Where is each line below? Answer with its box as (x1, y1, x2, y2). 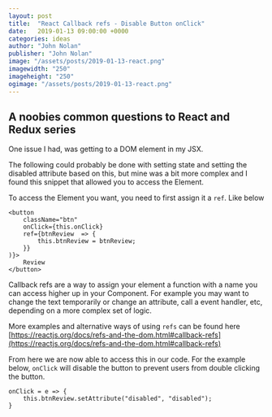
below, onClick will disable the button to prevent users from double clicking (8, 363, 261, 373)
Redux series (8, 123, 76, 137)
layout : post (8, 11, 53, 20)
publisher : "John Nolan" (8, 50, 93, 58)
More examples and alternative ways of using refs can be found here (8, 322, 241, 332)
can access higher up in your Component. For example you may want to (8, 289, 249, 298)
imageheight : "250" (8, 72, 75, 80)
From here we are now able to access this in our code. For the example (8, 354, 246, 364)
